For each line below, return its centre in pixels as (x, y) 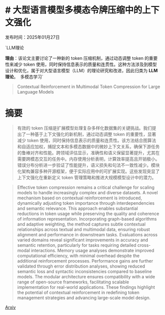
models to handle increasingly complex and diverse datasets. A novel (87, 192)
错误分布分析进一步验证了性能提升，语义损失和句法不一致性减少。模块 (88, 165)
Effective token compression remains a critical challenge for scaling (86, 187)
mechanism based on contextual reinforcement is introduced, (80, 198)
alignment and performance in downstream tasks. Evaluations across (87, 234)
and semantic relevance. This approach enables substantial (77, 208)
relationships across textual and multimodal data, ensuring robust (83, 229)
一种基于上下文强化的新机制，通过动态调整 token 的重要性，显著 (91, 134)
